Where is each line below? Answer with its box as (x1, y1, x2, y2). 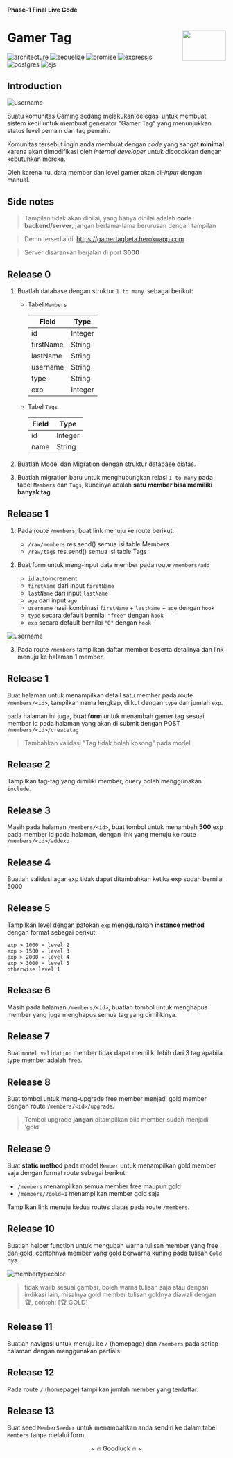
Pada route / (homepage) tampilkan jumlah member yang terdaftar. (7, 1385, 199, 1394)
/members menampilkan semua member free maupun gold (17, 1182, 182, 1190)
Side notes (7, 196, 54, 207)
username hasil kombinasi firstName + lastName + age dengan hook (27, 603, 215, 611)
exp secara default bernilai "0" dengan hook (27, 618, 151, 627)
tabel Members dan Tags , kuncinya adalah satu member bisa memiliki (17, 480, 213, 489)
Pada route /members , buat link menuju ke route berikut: (17, 526, 175, 535)
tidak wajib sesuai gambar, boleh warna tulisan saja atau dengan (24, 1283, 209, 1291)
